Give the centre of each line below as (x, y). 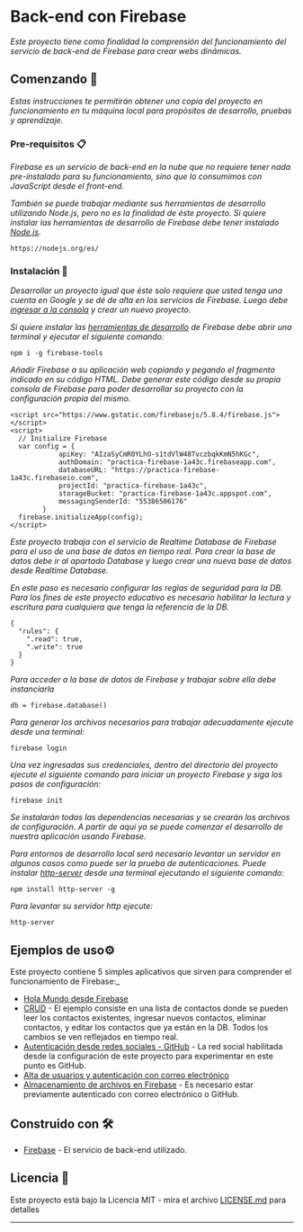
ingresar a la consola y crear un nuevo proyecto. (101, 310)
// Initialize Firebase (62, 439)
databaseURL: (82, 470)
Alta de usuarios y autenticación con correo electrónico (126, 1076)
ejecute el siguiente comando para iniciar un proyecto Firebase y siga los (146, 774)
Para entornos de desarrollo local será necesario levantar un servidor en (146, 854)
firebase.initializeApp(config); (81, 518)
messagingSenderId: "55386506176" (123, 502)
